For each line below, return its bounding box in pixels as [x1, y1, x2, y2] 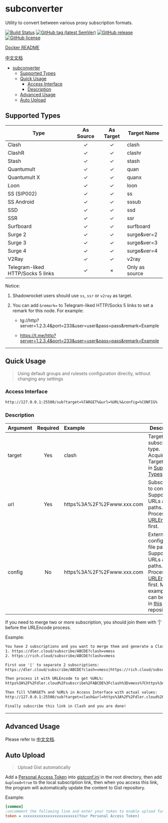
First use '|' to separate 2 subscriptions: [5, 662, 99, 667]
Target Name [127, 129, 160, 136]
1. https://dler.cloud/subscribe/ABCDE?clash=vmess [5, 649, 115, 654]
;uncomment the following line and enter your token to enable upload [5, 809, 155, 814]
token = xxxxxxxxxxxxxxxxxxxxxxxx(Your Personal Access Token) [5, 813, 140, 819]
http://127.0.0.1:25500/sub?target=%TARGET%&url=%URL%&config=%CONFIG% [5, 399, 157, 404]
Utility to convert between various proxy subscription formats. [5, 20, 133, 26]
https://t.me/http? [19, 332, 56, 338]
